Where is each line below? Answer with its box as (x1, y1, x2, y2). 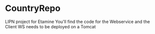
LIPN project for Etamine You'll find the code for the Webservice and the (5, 19, 150, 24)
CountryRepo (5, 3, 61, 14)
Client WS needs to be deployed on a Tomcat (5, 23, 96, 29)
